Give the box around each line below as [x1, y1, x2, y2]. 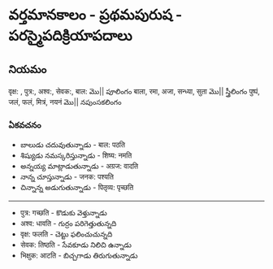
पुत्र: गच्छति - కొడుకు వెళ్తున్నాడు [19, 208, 107, 218]
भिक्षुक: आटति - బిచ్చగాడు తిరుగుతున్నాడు [19, 250, 138, 261]
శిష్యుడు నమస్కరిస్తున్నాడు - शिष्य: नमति [19, 150, 132, 160]
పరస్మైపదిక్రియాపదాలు [8, 27, 132, 46]
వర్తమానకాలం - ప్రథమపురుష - [8, 6, 183, 24]
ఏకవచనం [8, 119, 42, 131]
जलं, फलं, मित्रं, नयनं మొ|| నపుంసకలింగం [8, 98, 122, 106]
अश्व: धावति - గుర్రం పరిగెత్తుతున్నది [19, 219, 117, 228]
